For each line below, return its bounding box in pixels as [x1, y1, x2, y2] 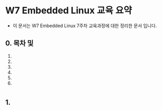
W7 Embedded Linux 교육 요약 [5, 5, 132, 16]
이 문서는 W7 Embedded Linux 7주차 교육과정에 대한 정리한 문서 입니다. [12, 23, 157, 29]
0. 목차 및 [5, 39, 34, 48]
